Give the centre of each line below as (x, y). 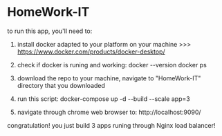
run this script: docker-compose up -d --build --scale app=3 (103, 99)
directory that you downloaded (61, 85)
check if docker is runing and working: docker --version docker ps (112, 65)
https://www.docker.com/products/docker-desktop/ (91, 52)
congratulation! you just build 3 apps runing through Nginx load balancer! (111, 125)
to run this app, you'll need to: (50, 31)
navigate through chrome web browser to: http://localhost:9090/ (109, 112)
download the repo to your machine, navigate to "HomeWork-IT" (109, 78)
